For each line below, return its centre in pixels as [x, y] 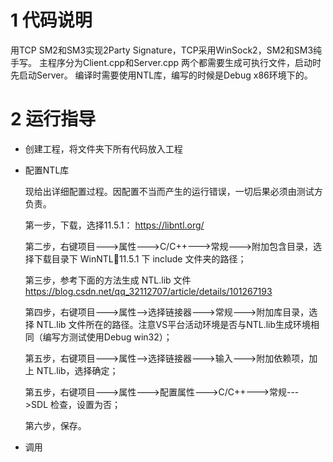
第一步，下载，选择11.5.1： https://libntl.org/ [114, 225]
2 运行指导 [53, 119]
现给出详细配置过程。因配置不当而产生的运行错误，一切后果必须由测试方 [173, 191]
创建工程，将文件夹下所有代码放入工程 [103, 148]
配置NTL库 [47, 170]
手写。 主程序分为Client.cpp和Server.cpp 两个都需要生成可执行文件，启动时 [166, 62]
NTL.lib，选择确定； [77, 370]
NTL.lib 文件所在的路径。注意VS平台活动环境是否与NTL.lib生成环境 [174, 324]
